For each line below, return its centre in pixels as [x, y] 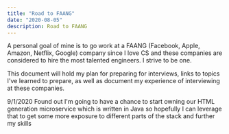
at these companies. [36, 88]
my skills [20, 124]
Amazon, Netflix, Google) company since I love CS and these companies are [115, 53]
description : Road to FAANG [47, 26]
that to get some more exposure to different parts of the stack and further [111, 116]
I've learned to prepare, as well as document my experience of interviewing [114, 81]
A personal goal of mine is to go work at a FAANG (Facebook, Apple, [104, 46]
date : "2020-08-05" [35, 20]
